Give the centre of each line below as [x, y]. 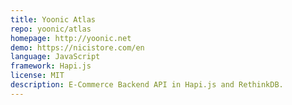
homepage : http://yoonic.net [71, 38]
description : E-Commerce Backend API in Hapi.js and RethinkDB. [147, 85]
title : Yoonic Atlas [53, 19]
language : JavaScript [55, 57]
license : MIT [37, 76]
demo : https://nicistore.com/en [77, 47]
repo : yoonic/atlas [51, 29]
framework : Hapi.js [51, 66]
